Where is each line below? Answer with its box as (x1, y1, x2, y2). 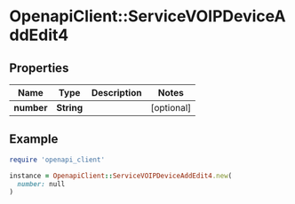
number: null (17, 179, 66, 188)
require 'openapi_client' (9, 155, 105, 164)
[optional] (150, 102, 192, 114)
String (56, 102, 83, 114)
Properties (9, 60, 69, 75)
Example (9, 131, 59, 147)
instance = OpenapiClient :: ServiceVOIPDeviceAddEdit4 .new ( (9, 171, 233, 180)
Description (91, 87, 142, 98)
